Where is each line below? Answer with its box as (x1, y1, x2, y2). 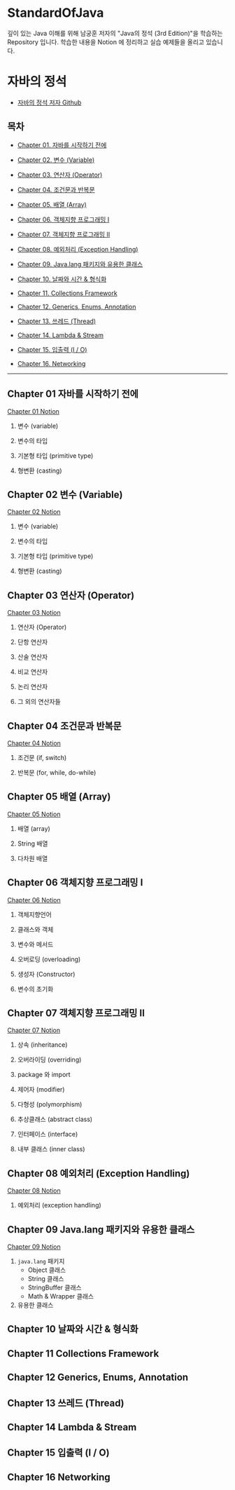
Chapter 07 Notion (7, 1026, 61, 1035)
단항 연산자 (17, 638, 48, 646)
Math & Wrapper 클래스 (27, 1292, 94, 1300)
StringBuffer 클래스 (27, 1283, 82, 1292)
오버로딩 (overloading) (17, 955, 81, 963)
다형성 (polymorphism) (17, 1100, 83, 1109)
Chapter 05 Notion (7, 810, 61, 818)
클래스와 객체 (17, 925, 54, 933)
